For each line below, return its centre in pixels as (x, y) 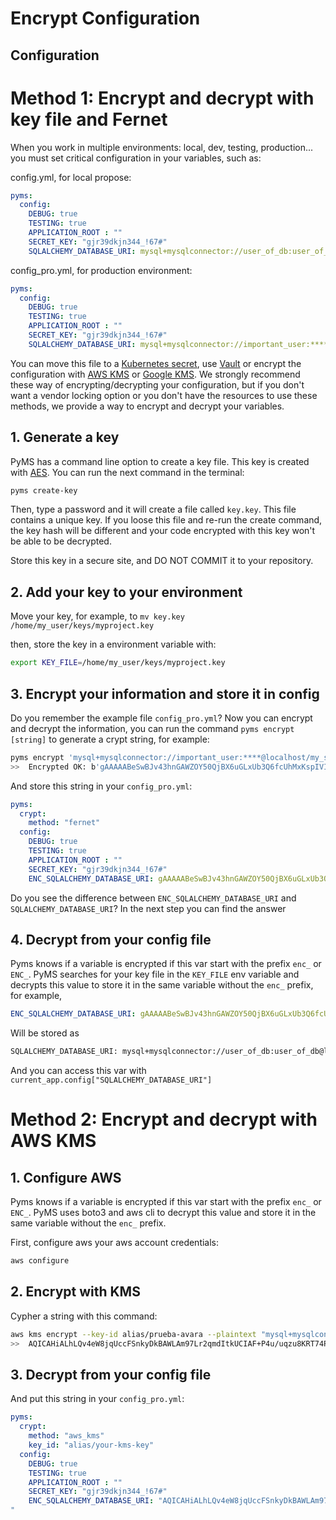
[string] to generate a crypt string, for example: (110, 739)
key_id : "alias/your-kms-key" (91, 1445)
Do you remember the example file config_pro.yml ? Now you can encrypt (161, 718)
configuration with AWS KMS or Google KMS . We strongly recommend (155, 374)
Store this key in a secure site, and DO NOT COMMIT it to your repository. (162, 561)
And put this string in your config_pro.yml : (97, 1399)
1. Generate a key (65, 437)
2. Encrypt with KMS (75, 1292)
